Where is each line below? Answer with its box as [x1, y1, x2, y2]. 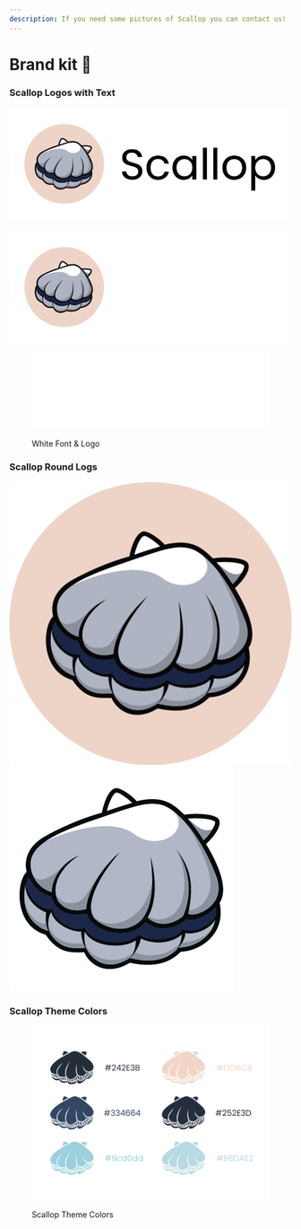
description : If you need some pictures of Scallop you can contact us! [9, 14, 287, 23]
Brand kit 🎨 [9, 54, 92, 75]
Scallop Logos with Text [9, 86, 116, 99]
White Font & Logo [31, 438, 100, 449]
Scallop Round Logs [9, 461, 98, 473]
